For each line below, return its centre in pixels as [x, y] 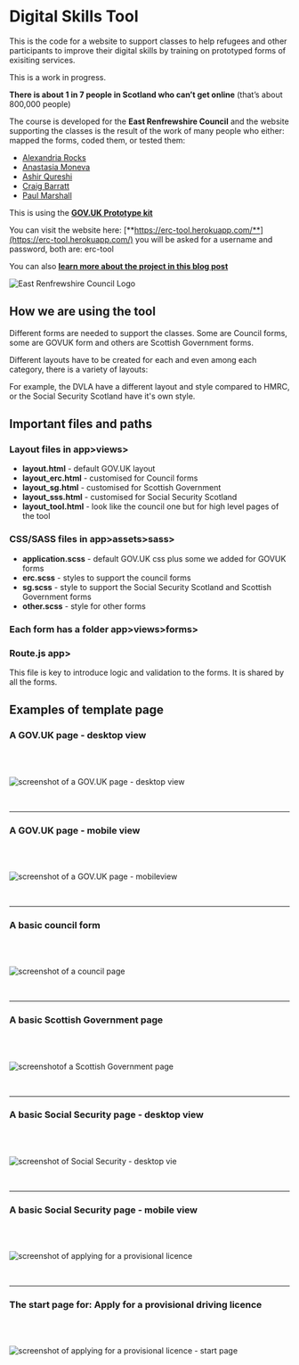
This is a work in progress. [58, 77]
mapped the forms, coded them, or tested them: [97, 140]
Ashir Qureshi [47, 177]
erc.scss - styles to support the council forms [106, 578]
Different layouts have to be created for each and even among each [133, 359]
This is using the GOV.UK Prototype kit [81, 212]
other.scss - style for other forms [84, 606]
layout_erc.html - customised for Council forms [110, 478]
